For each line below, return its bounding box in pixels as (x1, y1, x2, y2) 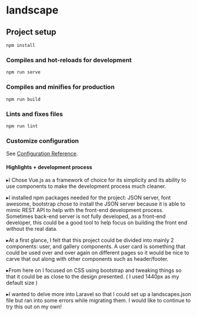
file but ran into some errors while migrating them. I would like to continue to (6, 297, 191, 304)
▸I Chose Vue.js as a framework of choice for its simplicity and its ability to (6, 177, 186, 184)
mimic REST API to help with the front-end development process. (6, 207, 163, 214)
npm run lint (6, 123, 38, 129)
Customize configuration (6, 136, 79, 144)
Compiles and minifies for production (6, 83, 115, 91)
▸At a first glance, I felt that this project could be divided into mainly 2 (6, 237, 175, 244)
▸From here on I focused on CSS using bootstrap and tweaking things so (6, 267, 182, 274)
